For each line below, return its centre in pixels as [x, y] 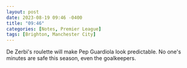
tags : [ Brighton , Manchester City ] [51, 35]
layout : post [23, 12]
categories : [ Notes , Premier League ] [54, 29]
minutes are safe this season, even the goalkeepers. [71, 58]
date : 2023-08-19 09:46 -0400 [44, 18]
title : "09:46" [25, 23]
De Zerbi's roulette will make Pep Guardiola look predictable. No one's [94, 52]
